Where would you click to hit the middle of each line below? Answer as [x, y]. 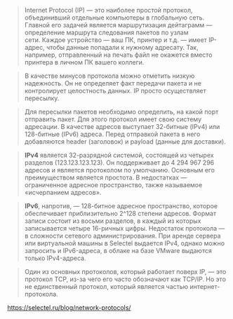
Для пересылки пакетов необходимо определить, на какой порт [121, 112]
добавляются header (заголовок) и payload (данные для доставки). [125, 142]
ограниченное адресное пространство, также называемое [113, 185]
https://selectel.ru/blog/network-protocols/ [69, 307]
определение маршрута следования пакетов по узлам [106, 32]
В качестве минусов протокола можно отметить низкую [109, 76]
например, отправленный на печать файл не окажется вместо [118, 55]
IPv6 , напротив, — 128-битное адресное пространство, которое [121, 206]
